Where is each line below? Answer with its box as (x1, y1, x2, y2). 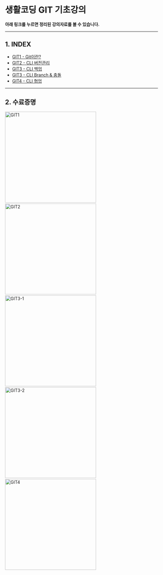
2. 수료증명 (5, 98, 36, 107)
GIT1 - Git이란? (12, 54, 41, 60)
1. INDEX (5, 40, 32, 48)
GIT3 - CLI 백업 (12, 66, 42, 72)
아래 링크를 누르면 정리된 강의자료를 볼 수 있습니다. (5, 21, 100, 27)
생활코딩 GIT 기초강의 (5, 4, 86, 16)
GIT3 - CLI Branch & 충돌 (12, 72, 62, 78)
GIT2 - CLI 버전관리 (12, 60, 50, 65)
